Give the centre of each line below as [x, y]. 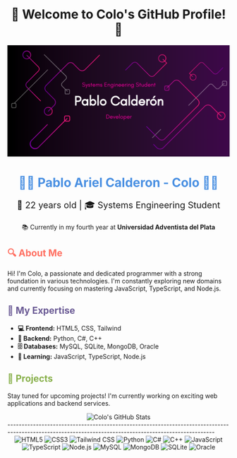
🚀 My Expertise [41, 311]
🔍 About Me [35, 253]
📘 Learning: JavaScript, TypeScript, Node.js [81, 356]
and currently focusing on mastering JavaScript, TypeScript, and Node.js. [114, 288]
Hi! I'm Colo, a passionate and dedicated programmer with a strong [105, 273]
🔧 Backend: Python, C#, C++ [60, 338]
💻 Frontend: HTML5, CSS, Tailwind [69, 328]
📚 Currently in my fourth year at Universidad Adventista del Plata [119, 227]
